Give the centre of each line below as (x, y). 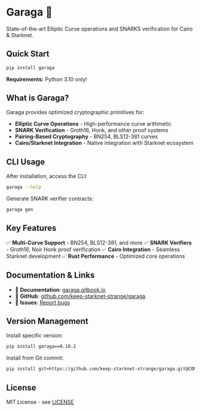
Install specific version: (35, 336)
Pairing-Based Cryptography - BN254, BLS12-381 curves (86, 136)
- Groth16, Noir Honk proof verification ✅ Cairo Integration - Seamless (93, 249)
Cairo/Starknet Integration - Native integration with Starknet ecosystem (104, 143)
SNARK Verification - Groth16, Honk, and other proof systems (92, 130)
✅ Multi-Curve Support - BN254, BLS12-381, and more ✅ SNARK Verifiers (99, 242)
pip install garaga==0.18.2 (41, 346)
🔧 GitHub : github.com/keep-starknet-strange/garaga (80, 296)
